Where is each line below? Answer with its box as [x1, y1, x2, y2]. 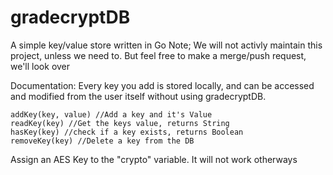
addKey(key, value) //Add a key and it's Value [10, 109, 213, 120]
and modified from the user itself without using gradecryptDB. [10, 90, 267, 102]
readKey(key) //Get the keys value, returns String [10, 118, 230, 128]
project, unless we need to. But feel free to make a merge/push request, [10, 49, 307, 61]
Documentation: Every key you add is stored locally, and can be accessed [10, 79, 315, 91]
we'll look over [10, 60, 71, 72]
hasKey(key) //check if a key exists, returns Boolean [10, 127, 244, 137]
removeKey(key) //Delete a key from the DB [10, 136, 195, 146]
